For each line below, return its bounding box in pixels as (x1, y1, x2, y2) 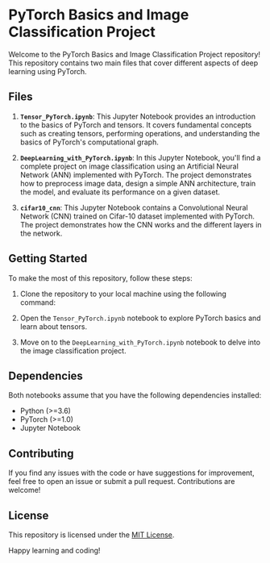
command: (19, 297, 56, 307)
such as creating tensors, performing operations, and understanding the (19, 128, 260, 138)
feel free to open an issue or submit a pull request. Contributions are (8, 477, 235, 486)
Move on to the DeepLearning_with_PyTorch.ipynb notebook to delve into (19, 337, 260, 347)
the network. (19, 228, 63, 238)
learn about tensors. (19, 321, 88, 332)
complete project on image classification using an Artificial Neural (19, 161, 239, 171)
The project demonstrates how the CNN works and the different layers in (19, 219, 262, 229)
